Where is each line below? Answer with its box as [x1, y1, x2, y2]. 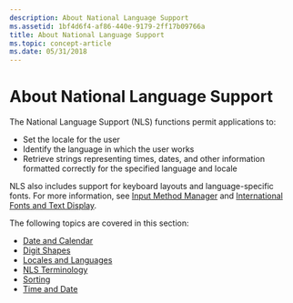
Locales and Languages [22, 255, 113, 266]
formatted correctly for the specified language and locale [22, 163, 238, 174]
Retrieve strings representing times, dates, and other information [22, 154, 266, 165]
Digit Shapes [22, 245, 71, 256]
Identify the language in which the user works [22, 144, 195, 155]
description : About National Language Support [9, 13, 189, 23]
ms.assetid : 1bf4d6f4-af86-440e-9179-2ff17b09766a [9, 22, 206, 31]
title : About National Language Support [9, 30, 166, 39]
